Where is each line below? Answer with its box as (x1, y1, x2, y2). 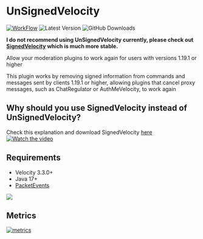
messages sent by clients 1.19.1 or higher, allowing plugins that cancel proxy (6, 79, 196, 86)
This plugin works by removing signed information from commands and (6, 72, 185, 79)
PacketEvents (15, 181, 50, 189)
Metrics (6, 210, 36, 221)
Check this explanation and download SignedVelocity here (6, 129, 153, 136)
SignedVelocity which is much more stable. (6, 42, 119, 50)
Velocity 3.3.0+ (15, 169, 53, 176)
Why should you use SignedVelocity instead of (6, 103, 187, 113)
